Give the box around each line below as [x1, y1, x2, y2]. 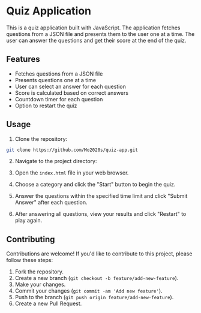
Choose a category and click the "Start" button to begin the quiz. [14, 181, 176, 188]
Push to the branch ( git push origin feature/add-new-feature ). [14, 294, 174, 301]
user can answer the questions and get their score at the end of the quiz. [6, 37, 187, 44]
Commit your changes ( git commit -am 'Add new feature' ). [14, 287, 163, 294]
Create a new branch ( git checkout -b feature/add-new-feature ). [14, 275, 179, 282]
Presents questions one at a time [14, 76, 97, 83]
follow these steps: [6, 257, 53, 264]
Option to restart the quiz [14, 102, 77, 109]
